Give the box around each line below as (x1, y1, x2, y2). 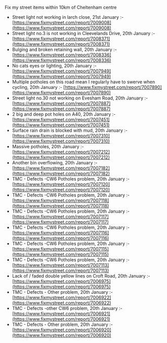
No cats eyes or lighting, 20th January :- (12, 63, 97, 68)
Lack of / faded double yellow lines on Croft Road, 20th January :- (12, 273, 150, 279)
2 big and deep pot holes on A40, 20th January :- (12, 111, 116, 117)
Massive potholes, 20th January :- (12, 144, 84, 149)
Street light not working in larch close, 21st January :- (12, 14, 124, 20)
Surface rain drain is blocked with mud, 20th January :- (12, 127, 128, 133)
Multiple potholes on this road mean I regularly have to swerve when (12, 79, 155, 85)
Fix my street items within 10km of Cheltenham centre (5, 5, 117, 10)
